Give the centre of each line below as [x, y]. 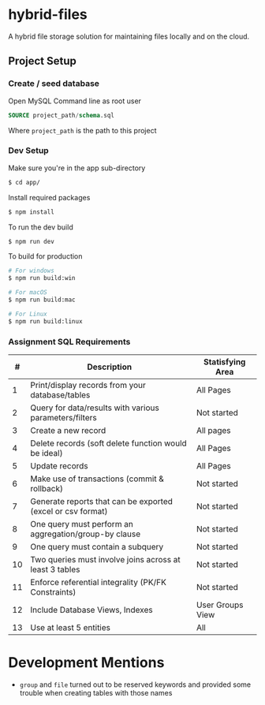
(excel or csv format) [69, 511]
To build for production [45, 256]
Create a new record [68, 430]
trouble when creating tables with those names [96, 692]
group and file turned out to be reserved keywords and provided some [135, 684]
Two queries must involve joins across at [105, 559]
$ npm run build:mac [42, 300]
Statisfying [225, 362]
